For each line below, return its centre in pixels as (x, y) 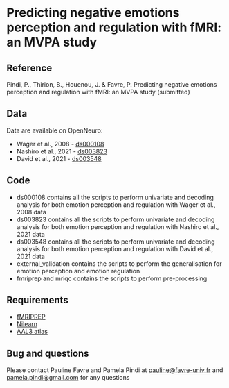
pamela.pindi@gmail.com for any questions (68, 378)
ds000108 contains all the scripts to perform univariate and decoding (115, 197)
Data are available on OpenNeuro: (55, 130)
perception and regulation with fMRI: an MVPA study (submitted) (99, 92)
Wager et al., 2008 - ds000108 (60, 144)
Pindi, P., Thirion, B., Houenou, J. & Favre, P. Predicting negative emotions (112, 84)
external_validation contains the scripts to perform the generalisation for (119, 263)
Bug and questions (48, 353)
